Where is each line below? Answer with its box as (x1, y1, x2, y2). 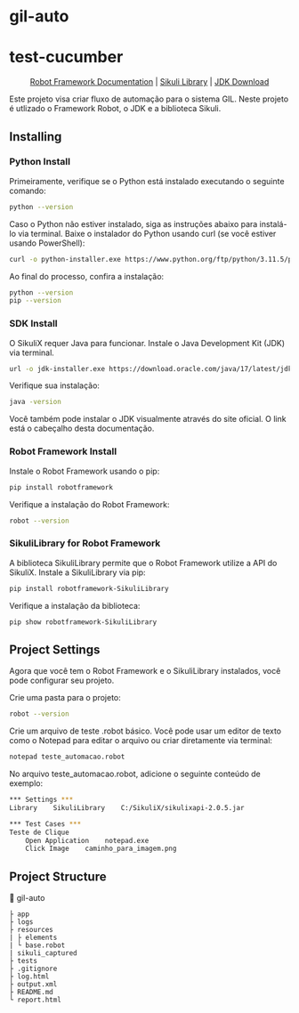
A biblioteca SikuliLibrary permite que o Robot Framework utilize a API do (9, 557, 278, 568)
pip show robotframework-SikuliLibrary (9, 617, 158, 627)
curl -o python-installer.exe (9, 255, 122, 263)
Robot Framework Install (9, 445, 117, 458)
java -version (9, 398, 62, 407)
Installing (9, 129, 62, 144)
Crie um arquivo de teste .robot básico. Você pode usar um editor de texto (9, 725, 282, 736)
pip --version (9, 296, 62, 305)
